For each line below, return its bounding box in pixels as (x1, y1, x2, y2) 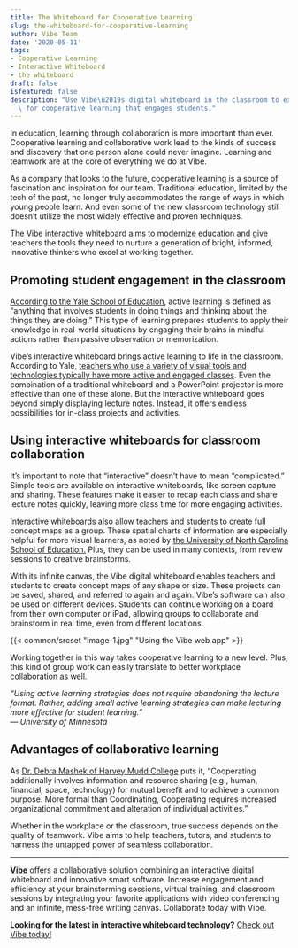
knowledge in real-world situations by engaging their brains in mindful (10, 324, 265, 335)
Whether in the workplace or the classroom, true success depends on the (10, 820, 279, 831)
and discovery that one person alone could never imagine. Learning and (10, 147, 272, 158)
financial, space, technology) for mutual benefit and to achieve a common (10, 784, 279, 795)
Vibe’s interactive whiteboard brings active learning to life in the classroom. (10, 351, 284, 361)
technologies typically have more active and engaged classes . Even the (10, 369, 271, 381)
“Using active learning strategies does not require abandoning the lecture (10, 688, 279, 698)
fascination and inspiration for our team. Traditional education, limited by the (10, 183, 288, 193)
